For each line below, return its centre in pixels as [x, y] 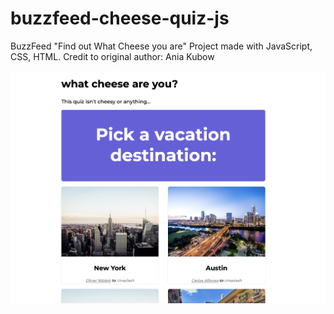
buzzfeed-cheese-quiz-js [120, 18]
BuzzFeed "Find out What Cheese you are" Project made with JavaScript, [161, 46]
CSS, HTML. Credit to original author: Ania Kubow [112, 56]
